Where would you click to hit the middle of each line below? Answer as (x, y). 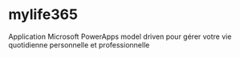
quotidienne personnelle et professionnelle (79, 44)
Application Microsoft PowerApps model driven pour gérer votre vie (120, 36)
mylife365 (43, 15)
